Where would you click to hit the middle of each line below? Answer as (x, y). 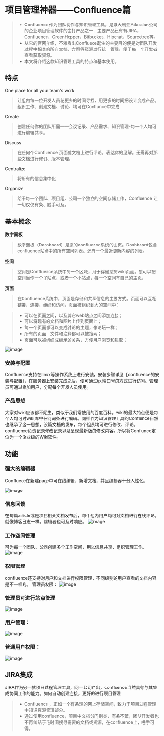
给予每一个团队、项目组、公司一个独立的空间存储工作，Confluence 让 (87, 198)
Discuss (13, 142)
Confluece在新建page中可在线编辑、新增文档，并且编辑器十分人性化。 (76, 480)
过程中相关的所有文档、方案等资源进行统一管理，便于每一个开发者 (91, 49)
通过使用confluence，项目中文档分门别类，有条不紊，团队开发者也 (92, 716)
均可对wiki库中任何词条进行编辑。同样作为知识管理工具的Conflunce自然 (86, 418)
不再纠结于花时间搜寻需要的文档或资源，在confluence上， (83, 722)
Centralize (15, 168)
